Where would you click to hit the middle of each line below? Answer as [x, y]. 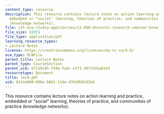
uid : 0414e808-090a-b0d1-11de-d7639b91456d [50, 82]
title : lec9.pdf [21, 77]
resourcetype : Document [29, 73]
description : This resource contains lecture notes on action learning [79, 14]
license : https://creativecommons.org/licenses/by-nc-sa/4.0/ [70, 50]
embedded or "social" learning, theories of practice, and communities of [78, 101]
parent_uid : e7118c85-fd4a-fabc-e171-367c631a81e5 [58, 69]
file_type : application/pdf [34, 37]
